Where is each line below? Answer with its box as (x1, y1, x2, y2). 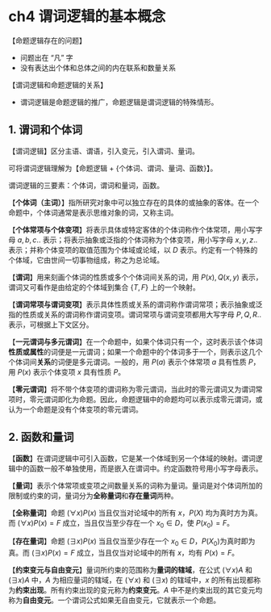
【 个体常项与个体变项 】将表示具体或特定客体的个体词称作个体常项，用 (8, 224, 242, 234)
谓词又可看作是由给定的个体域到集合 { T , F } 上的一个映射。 (8, 282, 200, 291)
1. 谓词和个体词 (8, 123, 83, 137)
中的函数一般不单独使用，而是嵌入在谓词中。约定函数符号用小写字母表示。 (15, 463, 263, 473)
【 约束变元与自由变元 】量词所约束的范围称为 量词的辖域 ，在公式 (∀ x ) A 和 (8, 565, 252, 575)
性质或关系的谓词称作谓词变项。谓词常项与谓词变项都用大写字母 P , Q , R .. (22, 309, 262, 319)
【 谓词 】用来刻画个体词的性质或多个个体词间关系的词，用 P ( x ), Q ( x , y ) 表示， (8, 272, 263, 282)
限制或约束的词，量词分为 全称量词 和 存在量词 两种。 (8, 490, 178, 501)
